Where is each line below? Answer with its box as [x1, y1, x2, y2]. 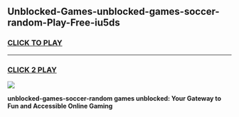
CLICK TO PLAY [7, 38, 63, 48]
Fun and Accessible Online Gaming [7, 101, 113, 110]
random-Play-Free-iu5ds [7, 17, 121, 29]
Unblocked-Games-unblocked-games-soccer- [7, 6, 220, 18]
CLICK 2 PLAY [7, 65, 57, 74]
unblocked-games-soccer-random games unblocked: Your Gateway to [7, 94, 222, 102]
